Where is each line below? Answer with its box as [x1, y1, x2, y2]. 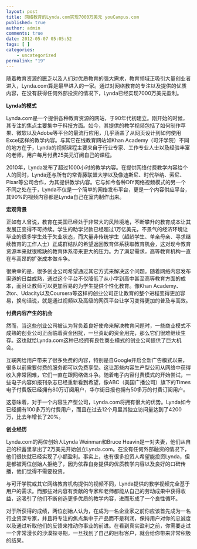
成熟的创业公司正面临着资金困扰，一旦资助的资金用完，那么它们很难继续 [6, 329, 181, 336]
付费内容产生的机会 [6, 310, 53, 317]
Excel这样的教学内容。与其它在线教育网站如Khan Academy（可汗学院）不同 [6, 137, 189, 144]
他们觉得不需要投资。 [16, 467, 68, 474]
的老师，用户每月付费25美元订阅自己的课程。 [6, 151, 116, 158]
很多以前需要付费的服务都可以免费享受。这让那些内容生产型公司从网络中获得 [6, 364, 191, 371]
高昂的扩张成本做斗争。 [16, 255, 73, 262]
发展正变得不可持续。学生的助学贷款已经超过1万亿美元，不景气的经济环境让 [6, 225, 188, 232]
